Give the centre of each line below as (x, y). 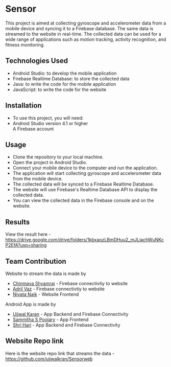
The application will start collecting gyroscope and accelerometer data (87, 173)
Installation (23, 106)
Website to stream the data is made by (46, 273)
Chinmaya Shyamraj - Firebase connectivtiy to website (70, 283)
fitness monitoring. (25, 44)
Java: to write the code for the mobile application (64, 84)
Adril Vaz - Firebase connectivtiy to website (58, 289)
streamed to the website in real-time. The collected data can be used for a (83, 34)
